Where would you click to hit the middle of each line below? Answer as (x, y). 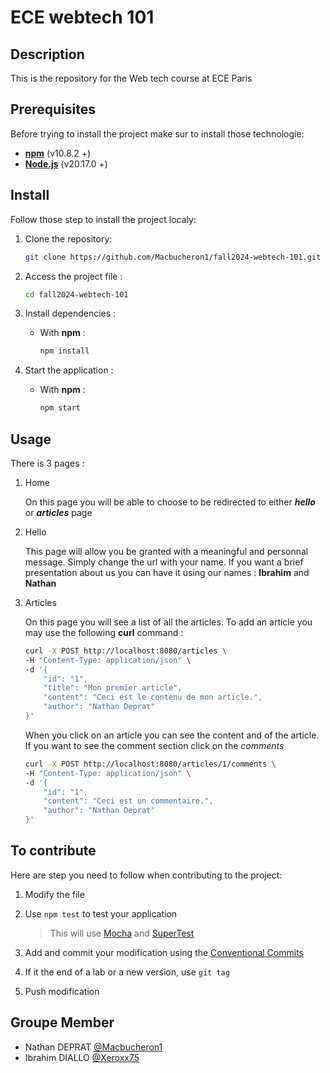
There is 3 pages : (47, 463)
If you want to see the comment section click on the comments (154, 745)
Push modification (62, 991)
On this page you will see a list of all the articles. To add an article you (168, 622)
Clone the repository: (68, 238)
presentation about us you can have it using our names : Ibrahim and (167, 572)
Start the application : (69, 370)
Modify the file (54, 894)
